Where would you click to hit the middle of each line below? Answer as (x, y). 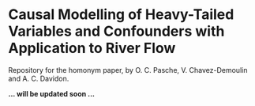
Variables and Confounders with (116, 31)
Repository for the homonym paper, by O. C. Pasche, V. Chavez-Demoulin (128, 70)
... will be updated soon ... (52, 93)
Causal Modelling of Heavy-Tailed (121, 15)
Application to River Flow (92, 48)
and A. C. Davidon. (39, 78)
